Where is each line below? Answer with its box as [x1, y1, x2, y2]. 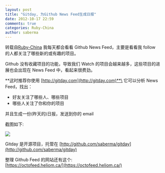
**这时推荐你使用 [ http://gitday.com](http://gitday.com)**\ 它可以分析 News [5, 77, 159, 83]
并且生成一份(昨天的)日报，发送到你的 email [5, 111, 94, 116]
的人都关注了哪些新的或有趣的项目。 [5, 50, 79, 56]
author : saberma [5, 30, 38, 35]
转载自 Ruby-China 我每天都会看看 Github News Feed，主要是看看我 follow [5, 44, 156, 50]
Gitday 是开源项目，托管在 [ [5, 141, 62, 147]
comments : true [5, 21, 36, 26]
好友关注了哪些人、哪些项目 [12, 94, 69, 100]
